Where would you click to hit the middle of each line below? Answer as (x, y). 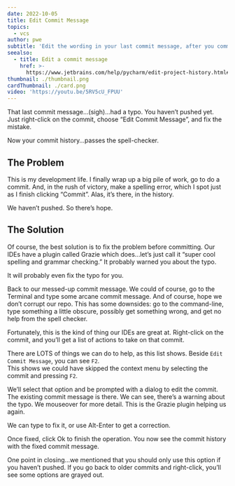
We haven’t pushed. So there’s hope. (60, 208)
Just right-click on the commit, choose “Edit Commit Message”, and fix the (115, 119)
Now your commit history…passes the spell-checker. (83, 140)
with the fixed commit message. (53, 446)
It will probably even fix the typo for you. (65, 275)
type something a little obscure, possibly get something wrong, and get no (114, 311)
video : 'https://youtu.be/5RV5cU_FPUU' (65, 92)
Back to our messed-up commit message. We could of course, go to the (111, 289)
